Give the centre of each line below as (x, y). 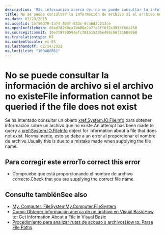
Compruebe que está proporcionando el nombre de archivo (72, 174)
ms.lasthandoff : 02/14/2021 (34, 46)
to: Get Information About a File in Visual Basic (59, 217)
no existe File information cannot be (79, 96)
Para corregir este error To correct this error (73, 162)
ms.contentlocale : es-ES (30, 42)
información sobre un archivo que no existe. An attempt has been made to (79, 126)
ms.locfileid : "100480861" (33, 51)
